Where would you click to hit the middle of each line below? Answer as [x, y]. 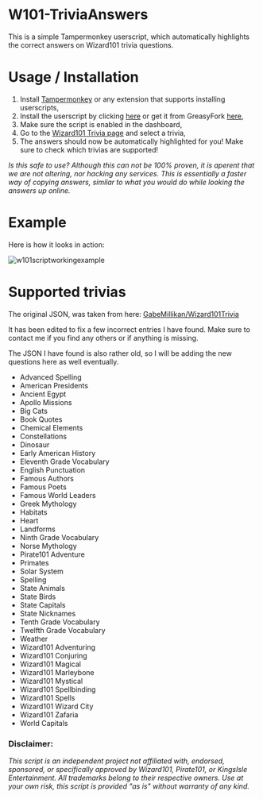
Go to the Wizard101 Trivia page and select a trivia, [102, 133]
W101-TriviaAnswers [78, 15]
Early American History [58, 453]
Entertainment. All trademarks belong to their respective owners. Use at [126, 778]
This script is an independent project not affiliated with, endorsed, [116, 761]
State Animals [43, 588]
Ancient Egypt [43, 394]
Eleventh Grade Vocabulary [64, 461]
